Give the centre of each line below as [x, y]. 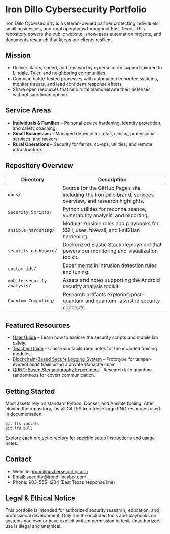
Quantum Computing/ [31, 301]
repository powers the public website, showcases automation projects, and [83, 34]
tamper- [143, 359]
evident [20, 365]
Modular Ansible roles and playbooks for [111, 224]
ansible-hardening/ [31, 230]
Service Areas [28, 111]
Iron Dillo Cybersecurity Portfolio [76, 9]
